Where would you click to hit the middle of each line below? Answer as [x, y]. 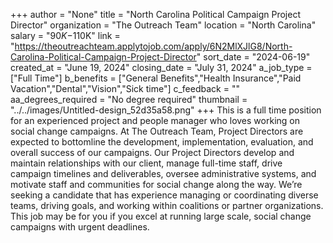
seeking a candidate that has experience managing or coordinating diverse [164, 195]
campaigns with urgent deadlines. [80, 227]
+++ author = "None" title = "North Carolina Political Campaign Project [155, 14]
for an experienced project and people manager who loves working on [155, 120]
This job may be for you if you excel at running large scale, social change [161, 216]
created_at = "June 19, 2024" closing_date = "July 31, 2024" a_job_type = [161, 67]
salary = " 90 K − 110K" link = [65, 35]
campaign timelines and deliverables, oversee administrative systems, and [163, 173]
